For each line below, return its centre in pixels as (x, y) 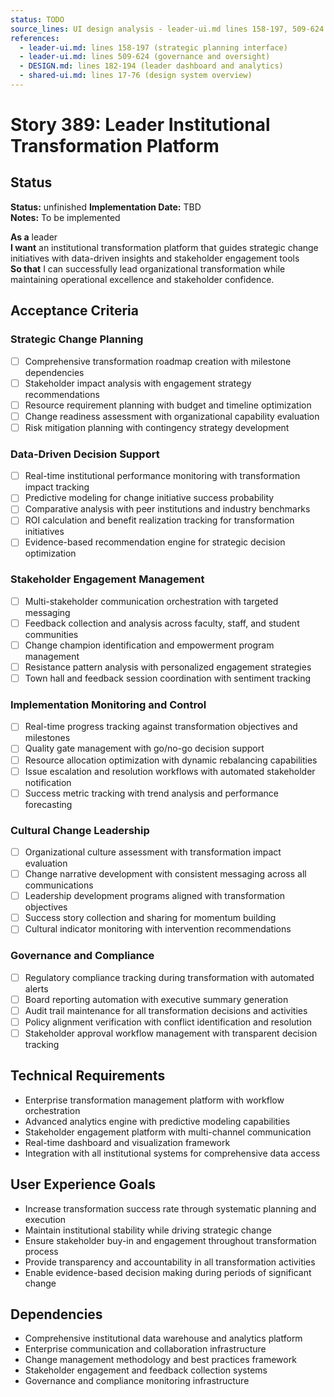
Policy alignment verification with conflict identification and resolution (168, 1022)
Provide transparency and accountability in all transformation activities (170, 1262)
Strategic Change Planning (77, 339)
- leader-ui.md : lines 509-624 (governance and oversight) (145, 57)
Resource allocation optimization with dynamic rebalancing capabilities (171, 760)
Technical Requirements (88, 1076)
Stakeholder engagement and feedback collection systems (146, 1370)
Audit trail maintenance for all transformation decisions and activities (166, 1010)
